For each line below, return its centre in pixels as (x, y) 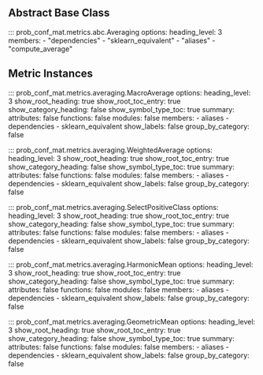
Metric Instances (50, 74)
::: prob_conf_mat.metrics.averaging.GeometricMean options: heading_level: (132, 321)
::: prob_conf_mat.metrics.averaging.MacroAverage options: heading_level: (130, 92)
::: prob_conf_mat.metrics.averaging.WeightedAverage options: (110, 150)
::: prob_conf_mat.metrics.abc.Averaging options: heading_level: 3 (115, 32)
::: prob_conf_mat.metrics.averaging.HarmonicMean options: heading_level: (131, 264)
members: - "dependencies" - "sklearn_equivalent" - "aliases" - (112, 40)
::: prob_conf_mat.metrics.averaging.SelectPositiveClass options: (113, 207)
